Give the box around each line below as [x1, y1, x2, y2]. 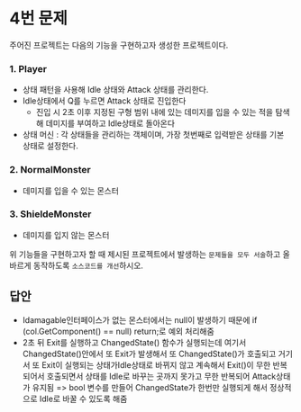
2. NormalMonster [9, 164, 92, 176]
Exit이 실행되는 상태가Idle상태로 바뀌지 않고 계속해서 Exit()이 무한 [41, 359, 271, 370]
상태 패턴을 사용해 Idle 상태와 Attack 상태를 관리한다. [22, 85, 209, 95]
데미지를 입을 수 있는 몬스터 [22, 185, 120, 196]
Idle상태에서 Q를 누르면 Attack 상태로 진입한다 [22, 95, 187, 106]
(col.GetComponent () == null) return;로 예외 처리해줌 [22, 326, 214, 336]
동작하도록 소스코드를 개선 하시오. [32, 260, 144, 271]
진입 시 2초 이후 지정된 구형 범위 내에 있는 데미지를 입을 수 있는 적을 [35, 107, 273, 118]
